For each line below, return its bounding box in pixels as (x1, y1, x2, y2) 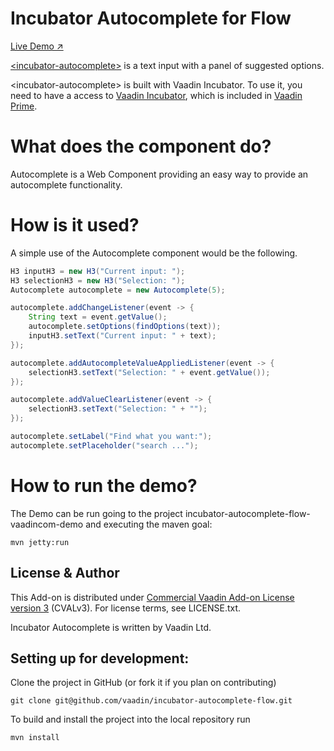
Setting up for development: (10, 650, 190, 667)
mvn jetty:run (10, 537, 70, 547)
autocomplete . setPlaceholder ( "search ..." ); (10, 440, 199, 451)
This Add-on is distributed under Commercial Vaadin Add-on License (10, 591, 295, 603)
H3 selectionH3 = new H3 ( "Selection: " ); (10, 275, 186, 286)
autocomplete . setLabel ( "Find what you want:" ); (10, 432, 213, 442)
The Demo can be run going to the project (10, 507, 183, 519)
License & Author (10, 565, 120, 582)
